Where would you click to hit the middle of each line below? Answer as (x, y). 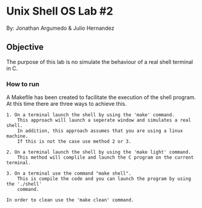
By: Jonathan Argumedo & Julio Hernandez (60, 28)
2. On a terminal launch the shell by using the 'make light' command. (99, 152)
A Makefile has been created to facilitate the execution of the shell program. (101, 97)
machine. (17, 136)
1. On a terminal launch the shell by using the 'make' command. (90, 115)
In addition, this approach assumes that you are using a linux (100, 131)
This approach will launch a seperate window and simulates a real (104, 120)
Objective (25, 47)
